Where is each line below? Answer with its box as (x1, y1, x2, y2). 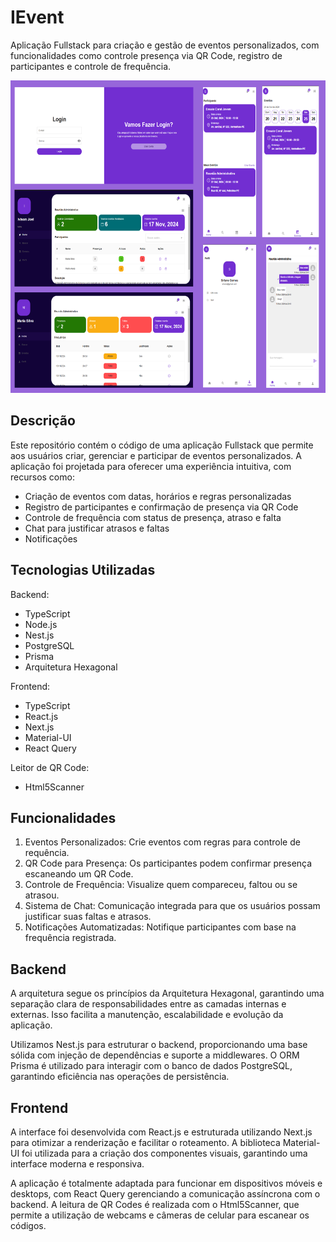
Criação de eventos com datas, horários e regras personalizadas (24, 490, 292, 502)
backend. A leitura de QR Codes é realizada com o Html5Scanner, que (10, 1199, 300, 1210)
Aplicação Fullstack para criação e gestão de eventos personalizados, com (10, 39, 320, 51)
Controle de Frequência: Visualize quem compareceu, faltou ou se (24, 879, 298, 891)
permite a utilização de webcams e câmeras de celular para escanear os (10, 1209, 310, 1221)
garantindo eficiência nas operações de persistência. (10, 1071, 230, 1083)
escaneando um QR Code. (24, 868, 134, 880)
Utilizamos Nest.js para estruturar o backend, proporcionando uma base (10, 1039, 308, 1051)
